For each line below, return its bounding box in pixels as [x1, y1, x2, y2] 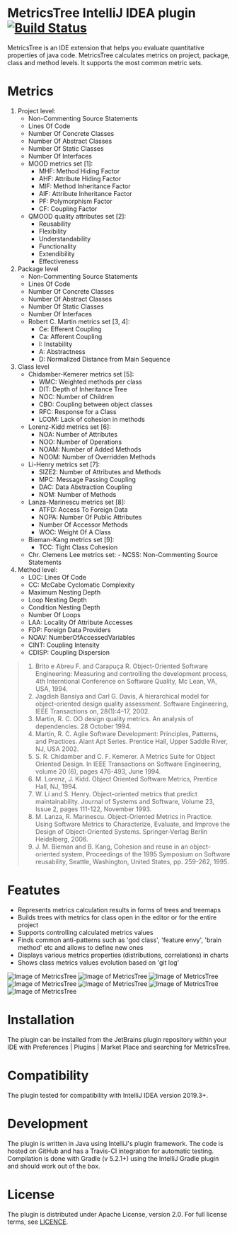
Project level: [17, 106, 56, 115]
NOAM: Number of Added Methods [38, 445, 141, 454]
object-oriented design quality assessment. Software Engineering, [35, 699, 229, 708]
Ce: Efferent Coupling [38, 324, 102, 333]
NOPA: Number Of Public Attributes [38, 512, 142, 521]
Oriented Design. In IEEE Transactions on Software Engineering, [35, 759, 221, 768]
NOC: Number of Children [38, 392, 115, 401]
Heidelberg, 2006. [35, 835, 88, 843]
